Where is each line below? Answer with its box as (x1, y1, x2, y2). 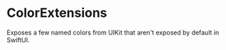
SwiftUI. (6, 35, 30, 44)
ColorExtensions (6, 5, 107, 21)
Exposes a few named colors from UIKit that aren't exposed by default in (6, 28, 220, 37)
